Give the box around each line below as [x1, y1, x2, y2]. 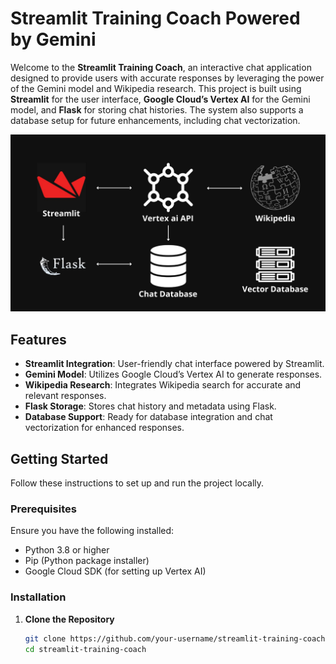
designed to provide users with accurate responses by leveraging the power [10, 72, 325, 84]
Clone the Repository [24, 613, 115, 625]
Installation [10, 590, 67, 604]
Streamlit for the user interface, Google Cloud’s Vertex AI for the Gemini [10, 93, 311, 105]
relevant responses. [24, 390, 107, 402]
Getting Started [10, 450, 109, 467]
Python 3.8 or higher [24, 544, 110, 556]
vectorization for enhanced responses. [24, 422, 185, 434]
